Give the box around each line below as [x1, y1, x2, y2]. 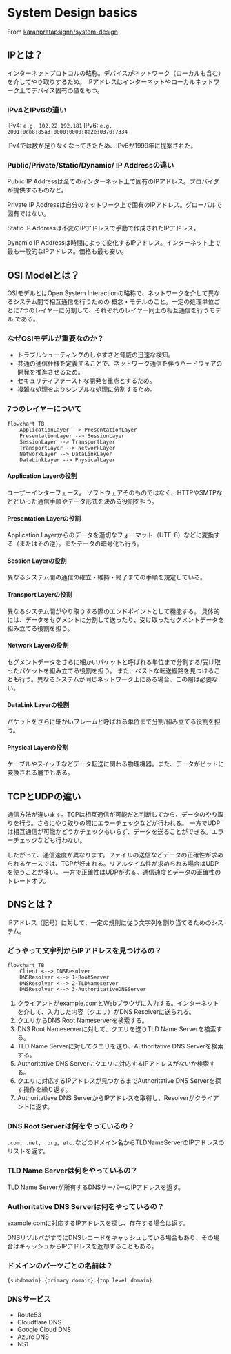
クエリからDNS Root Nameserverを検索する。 [17, 1016, 148, 1025]
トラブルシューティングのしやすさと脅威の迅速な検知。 [17, 350, 174, 359]
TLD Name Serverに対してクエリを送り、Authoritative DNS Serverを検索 [17, 1042, 224, 1051]
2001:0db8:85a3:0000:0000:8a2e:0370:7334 [7, 129, 128, 136]
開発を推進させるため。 [17, 368, 84, 377]
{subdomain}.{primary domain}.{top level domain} [7, 1277, 153, 1284]
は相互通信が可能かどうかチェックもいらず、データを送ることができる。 [7, 827, 212, 835]
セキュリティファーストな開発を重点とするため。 [17, 377, 156, 385]
